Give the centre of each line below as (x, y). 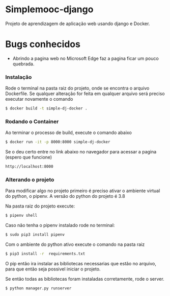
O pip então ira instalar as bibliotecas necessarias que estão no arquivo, (81, 264)
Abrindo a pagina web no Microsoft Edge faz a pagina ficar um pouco (86, 58)
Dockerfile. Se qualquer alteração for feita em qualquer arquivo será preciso (85, 94)
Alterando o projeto (30, 180)
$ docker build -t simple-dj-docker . (46, 108)
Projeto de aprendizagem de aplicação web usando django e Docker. (78, 24)
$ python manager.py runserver (38, 288)
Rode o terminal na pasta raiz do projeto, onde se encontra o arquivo (77, 88)
